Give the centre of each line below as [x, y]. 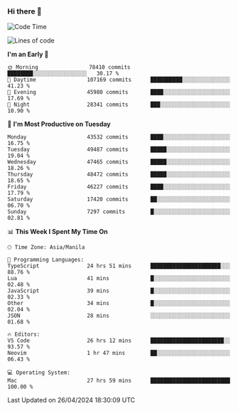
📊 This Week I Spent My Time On [58, 232]
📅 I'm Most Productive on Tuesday [59, 124]
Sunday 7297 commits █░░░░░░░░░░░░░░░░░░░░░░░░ [119, 212]
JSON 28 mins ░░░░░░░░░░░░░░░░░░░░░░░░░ [119, 316]
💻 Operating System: [39, 373]
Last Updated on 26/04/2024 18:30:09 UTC [71, 400]
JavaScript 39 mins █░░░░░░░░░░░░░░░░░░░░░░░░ [119, 291]
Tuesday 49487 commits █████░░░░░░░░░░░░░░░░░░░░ [119, 150]
